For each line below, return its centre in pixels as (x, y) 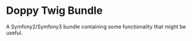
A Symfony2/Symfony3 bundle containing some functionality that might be (96, 27)
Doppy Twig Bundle (54, 11)
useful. (14, 32)
